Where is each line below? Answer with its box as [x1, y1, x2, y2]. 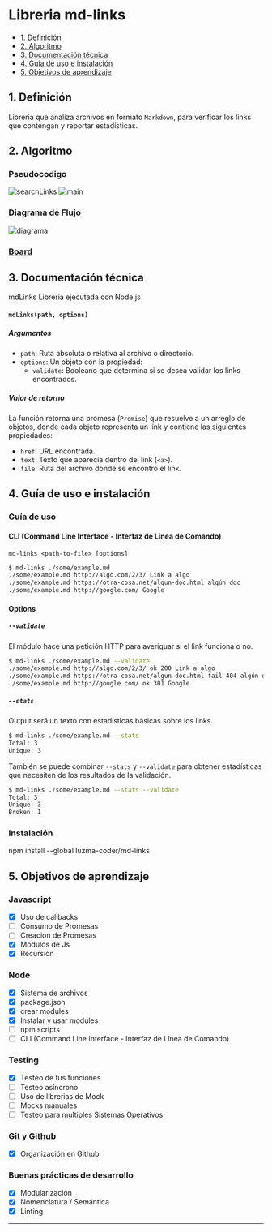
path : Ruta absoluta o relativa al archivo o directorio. [19, 349, 194, 358]
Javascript [8, 894, 52, 905]
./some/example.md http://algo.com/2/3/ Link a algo [8, 571, 190, 579]
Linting [19, 1206, 44, 1216]
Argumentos [8, 328, 52, 337]
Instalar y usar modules [19, 1015, 99, 1025]
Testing [8, 1054, 39, 1066]
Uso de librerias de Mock [19, 1091, 104, 1101]
